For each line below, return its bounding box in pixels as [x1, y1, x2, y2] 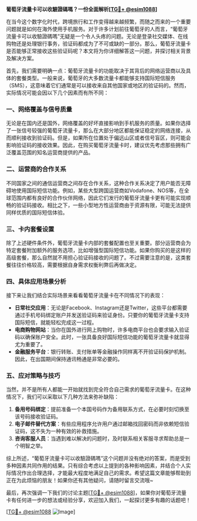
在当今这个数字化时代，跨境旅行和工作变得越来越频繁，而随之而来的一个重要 [6, 18, 191, 25]
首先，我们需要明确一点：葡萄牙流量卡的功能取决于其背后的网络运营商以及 [6, 67, 186, 74]
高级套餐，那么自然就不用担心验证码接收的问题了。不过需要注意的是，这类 [6, 254, 186, 261]
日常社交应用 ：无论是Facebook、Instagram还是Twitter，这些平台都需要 [14, 304, 188, 311]
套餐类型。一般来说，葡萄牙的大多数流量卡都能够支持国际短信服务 [16, 74, 176, 81]
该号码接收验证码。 [14, 413, 62, 420]
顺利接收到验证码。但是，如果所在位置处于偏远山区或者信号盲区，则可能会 [11, 134, 191, 141]
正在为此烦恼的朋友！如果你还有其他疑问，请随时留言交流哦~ [6, 477, 154, 484]
